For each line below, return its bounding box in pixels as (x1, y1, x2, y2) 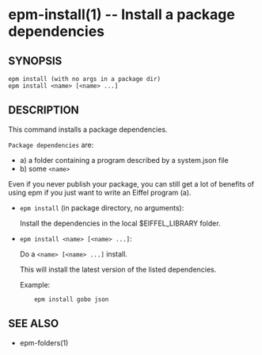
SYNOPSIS (8, 54, 63, 68)
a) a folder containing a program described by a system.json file (19, 155, 229, 164)
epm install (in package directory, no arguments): (19, 203, 184, 212)
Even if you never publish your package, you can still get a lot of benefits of (8, 179, 255, 188)
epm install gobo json (34, 295, 109, 303)
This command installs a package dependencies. (8, 125, 168, 134)
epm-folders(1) (19, 338, 69, 347)
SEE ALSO (8, 317, 59, 330)
